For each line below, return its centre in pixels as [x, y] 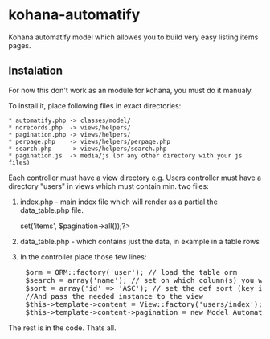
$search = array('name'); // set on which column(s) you [140, 280]
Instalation [35, 71]
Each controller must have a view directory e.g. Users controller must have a [135, 178]
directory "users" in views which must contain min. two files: [108, 186]
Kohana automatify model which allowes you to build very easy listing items [133, 37]
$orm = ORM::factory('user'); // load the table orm [131, 272]
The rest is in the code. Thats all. [62, 328]
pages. [20, 45]
